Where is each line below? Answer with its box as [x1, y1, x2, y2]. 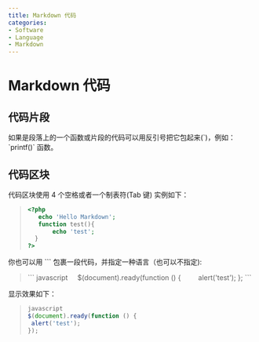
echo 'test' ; [52, 227, 95, 235]
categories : [8, 19, 47, 27]
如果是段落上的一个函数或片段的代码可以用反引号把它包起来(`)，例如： [8, 133, 235, 142]
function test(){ [38, 220, 95, 228]
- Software [8, 26, 44, 34]
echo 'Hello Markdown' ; [38, 213, 116, 220]
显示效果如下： [8, 289, 57, 299]
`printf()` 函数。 [8, 143, 58, 152]
